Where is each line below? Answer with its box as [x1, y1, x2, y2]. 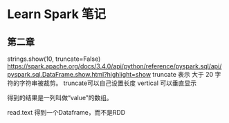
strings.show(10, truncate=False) [7, 55, 101, 63]
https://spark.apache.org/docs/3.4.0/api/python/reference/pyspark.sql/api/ [7, 62, 222, 70]
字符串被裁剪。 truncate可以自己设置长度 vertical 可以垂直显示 [19, 79, 197, 87]
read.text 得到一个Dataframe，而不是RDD [7, 108, 126, 116]
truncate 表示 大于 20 [152, 70, 213, 78]
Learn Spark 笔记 [7, 6, 106, 22]
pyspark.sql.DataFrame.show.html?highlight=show [7, 70, 151, 78]
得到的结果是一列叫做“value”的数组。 [7, 94, 113, 102]
